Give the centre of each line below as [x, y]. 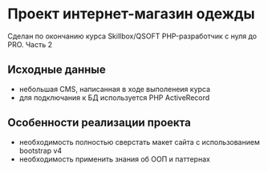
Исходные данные [57, 70]
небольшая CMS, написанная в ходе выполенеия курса [114, 89]
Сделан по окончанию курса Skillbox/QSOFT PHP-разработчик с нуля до [132, 36]
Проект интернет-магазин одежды [131, 14]
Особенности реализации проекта [99, 123]
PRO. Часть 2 [30, 44]
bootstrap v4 [41, 150]
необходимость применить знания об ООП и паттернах [114, 159]
